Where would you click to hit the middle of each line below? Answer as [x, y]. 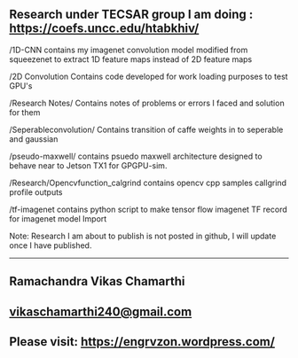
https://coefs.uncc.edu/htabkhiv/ [104, 29]
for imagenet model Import [58, 218]
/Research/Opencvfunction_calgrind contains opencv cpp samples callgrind [148, 183]
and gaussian [34, 139]
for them [25, 112]
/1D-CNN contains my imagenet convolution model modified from [129, 50]
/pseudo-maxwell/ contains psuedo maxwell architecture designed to [136, 156]
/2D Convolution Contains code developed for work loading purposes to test [149, 76]
